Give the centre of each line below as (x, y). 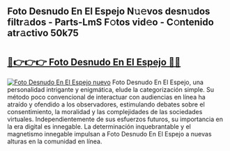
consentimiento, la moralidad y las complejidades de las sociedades (105, 112)
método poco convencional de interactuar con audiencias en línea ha (106, 97)
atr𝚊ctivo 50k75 (43, 33)
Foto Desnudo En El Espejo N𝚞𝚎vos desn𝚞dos (109, 11)
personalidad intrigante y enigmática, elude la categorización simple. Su (111, 89)
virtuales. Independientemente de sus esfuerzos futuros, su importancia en (115, 119)
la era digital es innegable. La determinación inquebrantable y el (99, 127)
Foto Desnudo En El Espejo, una (158, 82)
